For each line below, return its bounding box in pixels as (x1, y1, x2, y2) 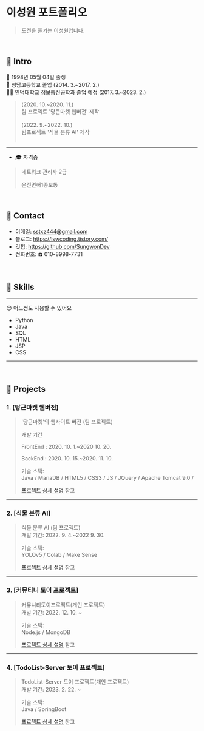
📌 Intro (6, 56, 32, 67)
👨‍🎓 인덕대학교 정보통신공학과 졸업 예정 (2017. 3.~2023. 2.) (6, 89, 146, 96)
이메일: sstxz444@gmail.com (15, 227, 88, 235)
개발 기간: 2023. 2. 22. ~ (21, 686, 81, 693)
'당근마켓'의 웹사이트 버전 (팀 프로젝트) (21, 418, 114, 425)
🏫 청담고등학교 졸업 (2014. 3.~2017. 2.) (6, 81, 100, 88)
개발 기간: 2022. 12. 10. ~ (21, 608, 83, 616)
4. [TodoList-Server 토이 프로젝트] (6, 663, 105, 672)
